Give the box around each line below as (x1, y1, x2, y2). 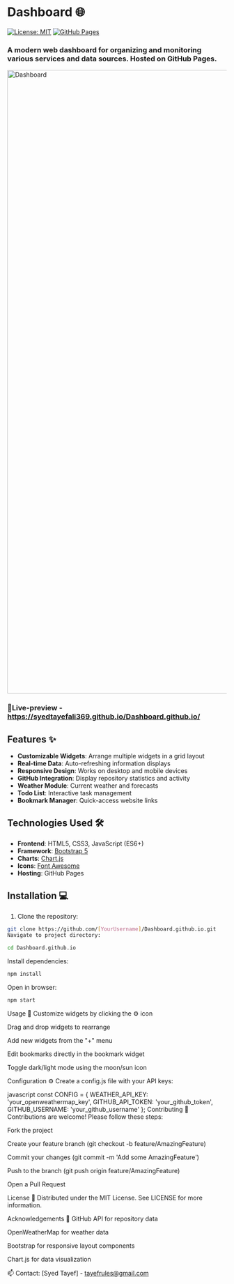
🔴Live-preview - (7, 703, 63, 713)
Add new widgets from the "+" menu (7, 1036, 113, 1044)
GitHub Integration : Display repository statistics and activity (17, 774, 190, 782)
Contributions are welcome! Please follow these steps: (7, 1113, 164, 1121)
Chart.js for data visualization (7, 1255, 92, 1263)
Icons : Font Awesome (17, 862, 80, 870)
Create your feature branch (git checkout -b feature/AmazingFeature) (7, 1139, 207, 1147)
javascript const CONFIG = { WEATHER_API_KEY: (7, 1090, 148, 1099)
